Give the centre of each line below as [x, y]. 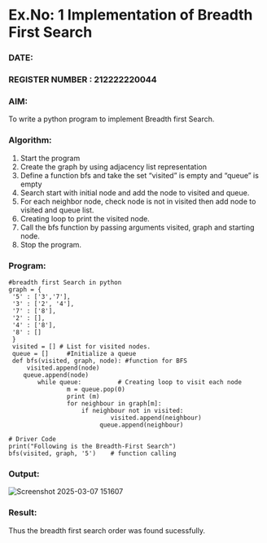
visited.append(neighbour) [156, 418]
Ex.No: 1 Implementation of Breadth [131, 15]
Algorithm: [30, 140]
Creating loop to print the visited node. [85, 218]
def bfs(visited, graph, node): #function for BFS [99, 361]
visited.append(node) [63, 368]
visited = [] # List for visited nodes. [81, 346]
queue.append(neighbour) [141, 425]
